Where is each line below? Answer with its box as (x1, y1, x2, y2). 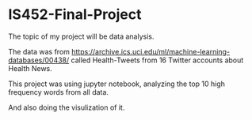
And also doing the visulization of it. (8, 103, 125, 112)
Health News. (8, 63, 53, 73)
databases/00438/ (8, 55, 70, 65)
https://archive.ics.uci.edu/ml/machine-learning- (71, 47, 231, 56)
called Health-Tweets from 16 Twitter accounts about (71, 55, 244, 65)
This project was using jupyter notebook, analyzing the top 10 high (8, 79, 226, 88)
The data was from (8, 47, 70, 56)
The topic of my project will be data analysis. (8, 32, 155, 41)
